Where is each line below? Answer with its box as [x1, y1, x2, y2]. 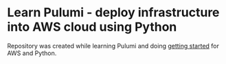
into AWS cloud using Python [7, 19, 177, 35]
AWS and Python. [7, 49, 57, 57]
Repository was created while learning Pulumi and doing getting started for [7, 42, 220, 50]
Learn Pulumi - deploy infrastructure [7, 5, 220, 20]
